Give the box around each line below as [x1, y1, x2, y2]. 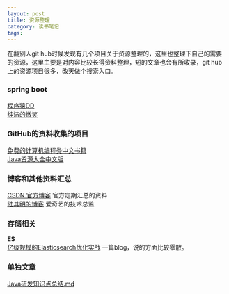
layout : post [7, 10, 45, 17]
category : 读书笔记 [7, 23, 60, 30]
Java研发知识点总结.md [7, 279, 75, 288]
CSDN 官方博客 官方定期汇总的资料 [7, 191, 108, 199]
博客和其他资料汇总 [7, 174, 72, 183]
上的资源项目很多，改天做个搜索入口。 [7, 67, 117, 75]
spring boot [7, 85, 47, 95]
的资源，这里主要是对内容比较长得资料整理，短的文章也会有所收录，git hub [7, 58, 223, 67]
